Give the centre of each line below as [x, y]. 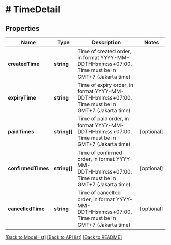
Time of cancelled [99, 193]
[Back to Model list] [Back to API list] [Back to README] [64, 237]
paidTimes [21, 131]
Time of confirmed [100, 153]
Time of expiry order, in [106, 85]
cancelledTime [26, 209]
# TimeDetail [33, 9]
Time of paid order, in [103, 119]
